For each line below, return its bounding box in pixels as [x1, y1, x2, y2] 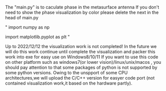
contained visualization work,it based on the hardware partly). [5, 80, 133, 86]
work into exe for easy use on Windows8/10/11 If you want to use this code [5, 54, 159, 60]
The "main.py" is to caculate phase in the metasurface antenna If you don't [5, 4, 160, 10]
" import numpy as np [5, 24, 50, 30]
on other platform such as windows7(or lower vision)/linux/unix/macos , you [5, 59, 162, 65]
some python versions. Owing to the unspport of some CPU [5, 70, 128, 76]
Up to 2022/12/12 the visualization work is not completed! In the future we [5, 44, 157, 49]
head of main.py [5, 15, 39, 20]
